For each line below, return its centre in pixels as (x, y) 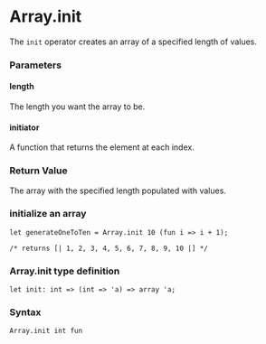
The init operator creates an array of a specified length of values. (133, 42)
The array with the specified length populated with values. (118, 191)
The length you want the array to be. (77, 107)
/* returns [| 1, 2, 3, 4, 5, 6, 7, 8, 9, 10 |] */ (109, 248)
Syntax (25, 312)
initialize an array (48, 214)
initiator (24, 127)
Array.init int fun (46, 331)
